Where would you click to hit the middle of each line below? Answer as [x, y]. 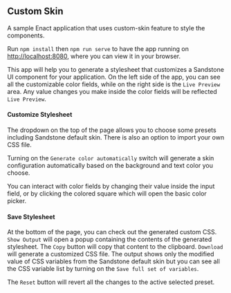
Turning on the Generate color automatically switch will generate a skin [111, 158]
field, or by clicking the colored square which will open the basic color [107, 193]
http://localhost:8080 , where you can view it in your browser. [94, 56]
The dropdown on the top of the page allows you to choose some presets [112, 130]
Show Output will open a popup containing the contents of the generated [110, 239]
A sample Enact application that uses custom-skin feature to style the [106, 28]
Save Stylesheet [31, 216]
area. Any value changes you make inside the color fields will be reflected [112, 91]
